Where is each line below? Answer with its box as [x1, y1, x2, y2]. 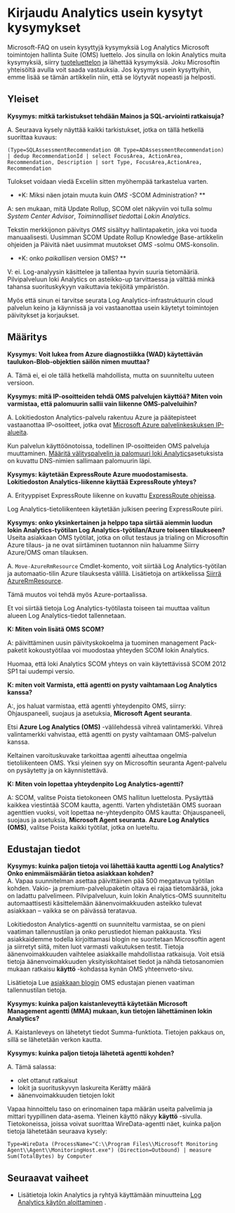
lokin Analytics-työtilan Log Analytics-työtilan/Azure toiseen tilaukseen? [7, 525, 226, 534]
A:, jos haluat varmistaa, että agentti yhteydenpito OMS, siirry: [7, 702, 187, 710]
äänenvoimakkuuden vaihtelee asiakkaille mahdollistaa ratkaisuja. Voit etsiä [7, 950, 225, 958]
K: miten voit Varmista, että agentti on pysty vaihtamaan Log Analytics [7, 681, 217, 689]
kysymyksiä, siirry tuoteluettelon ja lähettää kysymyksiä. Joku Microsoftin [7, 58, 220, 66]
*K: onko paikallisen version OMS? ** [17, 254, 126, 262]
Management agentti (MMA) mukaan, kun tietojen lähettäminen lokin [7, 1007, 213, 1015]
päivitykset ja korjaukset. [7, 311, 79, 319]
